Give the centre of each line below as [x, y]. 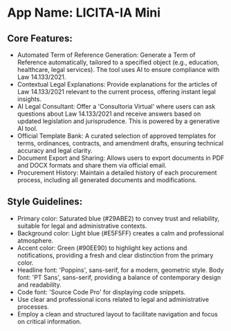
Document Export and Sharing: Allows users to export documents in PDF [121, 158]
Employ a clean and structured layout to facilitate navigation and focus [117, 314]
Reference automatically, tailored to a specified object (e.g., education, [118, 62]
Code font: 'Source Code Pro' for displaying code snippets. [101, 292]
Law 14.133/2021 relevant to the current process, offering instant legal [117, 92]
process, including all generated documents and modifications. [107, 180]
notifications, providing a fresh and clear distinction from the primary [115, 255]
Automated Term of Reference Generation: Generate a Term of [106, 55]
